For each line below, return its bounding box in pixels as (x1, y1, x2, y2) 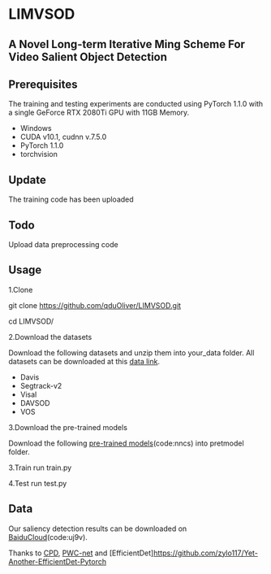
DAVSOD (19, 398, 50, 407)
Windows (19, 124, 52, 133)
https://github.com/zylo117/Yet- (153, 548, 258, 558)
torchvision (19, 150, 58, 159)
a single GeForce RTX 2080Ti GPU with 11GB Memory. (8, 107, 190, 118)
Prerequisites (8, 77, 78, 91)
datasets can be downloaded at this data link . (8, 356, 161, 366)
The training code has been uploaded (8, 194, 134, 204)
